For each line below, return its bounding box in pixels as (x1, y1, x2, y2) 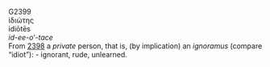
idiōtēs (8, 24, 31, 33)
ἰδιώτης (8, 15, 35, 25)
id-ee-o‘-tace (8, 32, 54, 42)
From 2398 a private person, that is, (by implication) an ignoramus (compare (8, 41, 263, 51)
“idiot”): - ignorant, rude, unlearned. (8, 50, 127, 59)
